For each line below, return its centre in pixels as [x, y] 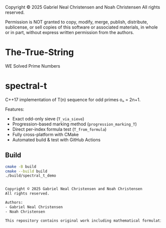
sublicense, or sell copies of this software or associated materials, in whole [82, 27]
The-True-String [40, 53]
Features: [15, 109]
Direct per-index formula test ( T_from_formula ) [59, 129]
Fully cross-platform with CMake [45, 134]
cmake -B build [21, 167]
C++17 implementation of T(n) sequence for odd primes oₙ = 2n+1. [73, 99]
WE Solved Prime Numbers [33, 66]
